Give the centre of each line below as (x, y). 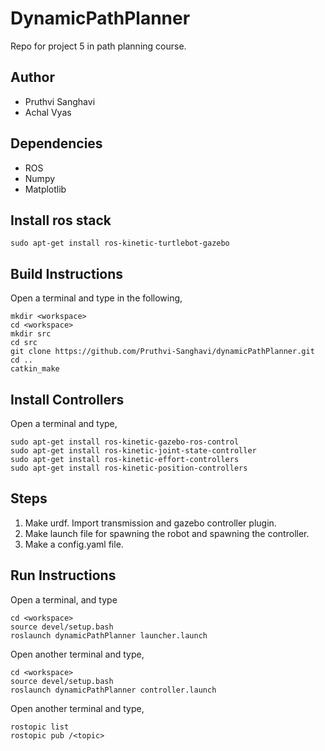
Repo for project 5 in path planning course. (98, 46)
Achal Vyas (48, 112)
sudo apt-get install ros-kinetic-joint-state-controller (133, 451)
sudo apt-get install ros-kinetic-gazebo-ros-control (125, 442)
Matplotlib (45, 189)
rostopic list (40, 727)
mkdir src (31, 334)
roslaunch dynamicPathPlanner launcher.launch (109, 635)
